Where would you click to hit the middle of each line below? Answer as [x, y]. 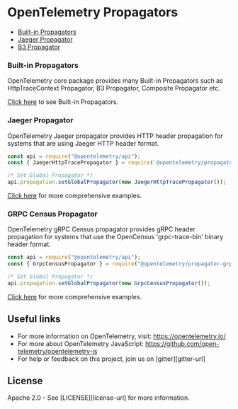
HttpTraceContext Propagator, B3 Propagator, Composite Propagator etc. [114, 88]
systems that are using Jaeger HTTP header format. [83, 143]
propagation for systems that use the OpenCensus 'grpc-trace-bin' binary [115, 237]
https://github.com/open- [182, 343]
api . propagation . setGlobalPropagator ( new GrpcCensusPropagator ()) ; [109, 283]
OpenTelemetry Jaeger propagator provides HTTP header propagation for [115, 136]
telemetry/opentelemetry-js [57, 351]
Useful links [34, 319]
